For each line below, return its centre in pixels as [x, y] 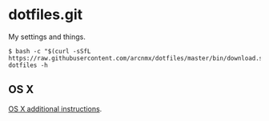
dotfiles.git [45, 15]
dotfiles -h [28, 65]
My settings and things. [47, 37]
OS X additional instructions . [55, 108]
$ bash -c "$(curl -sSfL [50, 51]
